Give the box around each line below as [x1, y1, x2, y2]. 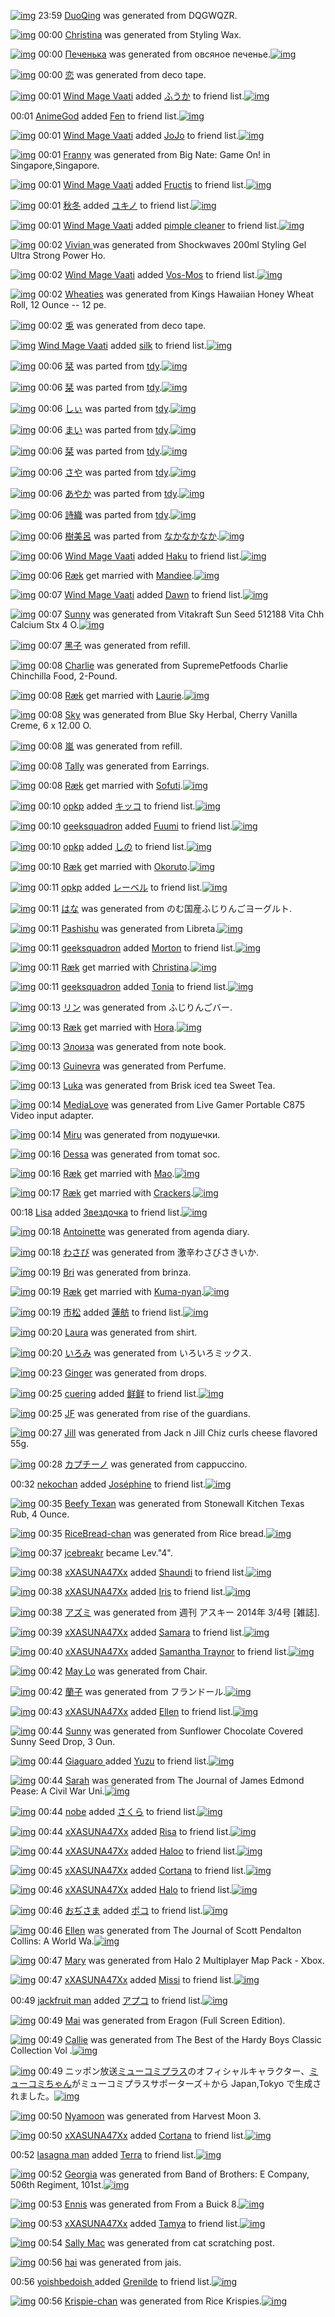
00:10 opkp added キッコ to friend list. [38, 800, 196, 812]
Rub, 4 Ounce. [10, 1508, 70, 1520]
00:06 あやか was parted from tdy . [38, 488, 180, 499]
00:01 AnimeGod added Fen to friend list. [10, 110, 180, 122]
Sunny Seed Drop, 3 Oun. [10, 1736, 116, 1747]
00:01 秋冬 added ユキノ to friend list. [38, 200, 192, 211]
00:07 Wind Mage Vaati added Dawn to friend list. [38, 589, 243, 600]
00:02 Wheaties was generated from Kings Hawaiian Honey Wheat [38, 288, 315, 300]
